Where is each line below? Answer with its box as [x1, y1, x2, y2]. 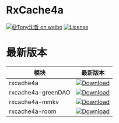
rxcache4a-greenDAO [9, 88, 71, 96]
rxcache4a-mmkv [9, 97, 60, 106]
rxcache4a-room [9, 107, 57, 115]
